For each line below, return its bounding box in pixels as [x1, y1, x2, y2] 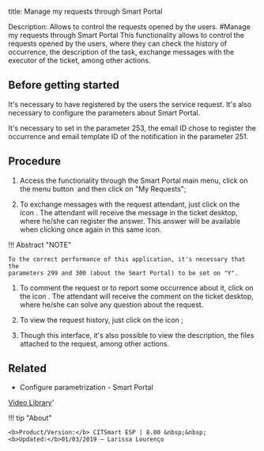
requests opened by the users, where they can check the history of [8, 39, 228, 48]
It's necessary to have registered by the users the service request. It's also [8, 99, 251, 109]
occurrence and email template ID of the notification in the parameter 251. [8, 131, 249, 141]
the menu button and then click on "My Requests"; [19, 184, 187, 193]
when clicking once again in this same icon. [19, 225, 162, 234]
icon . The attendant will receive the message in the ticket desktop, [19, 207, 239, 217]
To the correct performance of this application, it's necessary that [8, 255, 246, 263]
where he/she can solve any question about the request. [19, 300, 204, 309]
